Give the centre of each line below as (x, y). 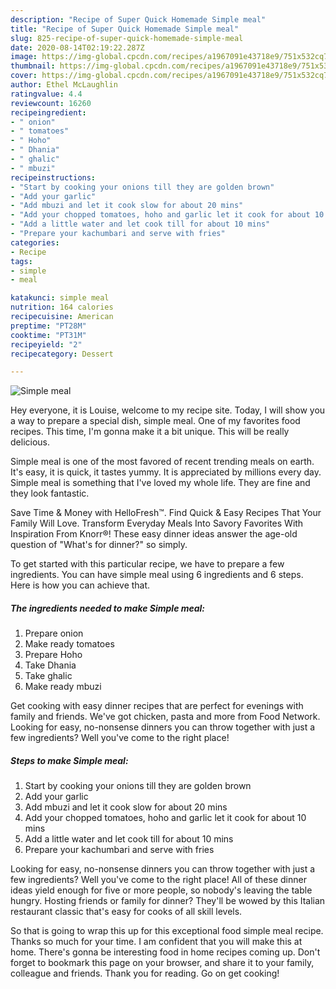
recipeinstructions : (53, 177)
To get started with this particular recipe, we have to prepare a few (147, 564)
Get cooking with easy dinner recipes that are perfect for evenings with (157, 706)
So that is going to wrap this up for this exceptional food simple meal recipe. (167, 931)
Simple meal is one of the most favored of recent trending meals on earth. (162, 462)
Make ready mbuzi (63, 687)
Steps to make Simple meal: (69, 760)
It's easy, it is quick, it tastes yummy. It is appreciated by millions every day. (166, 472)
